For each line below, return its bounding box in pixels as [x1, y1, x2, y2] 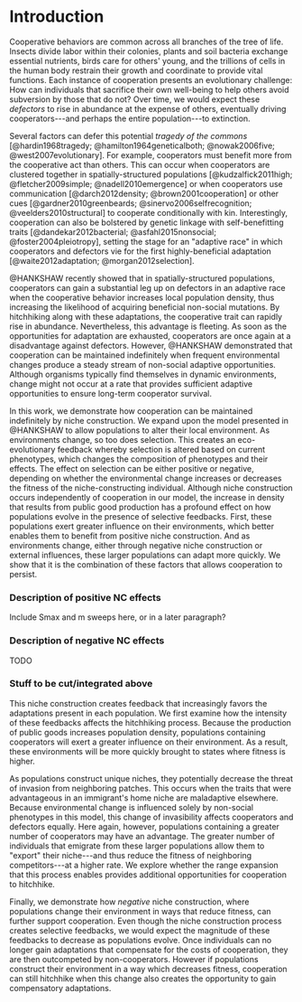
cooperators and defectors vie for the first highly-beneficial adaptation [9, 246, 272, 257]
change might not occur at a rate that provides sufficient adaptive [9, 378, 253, 389]
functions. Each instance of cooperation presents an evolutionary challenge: [9, 74, 293, 85]
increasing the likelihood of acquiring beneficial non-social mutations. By [9, 301, 280, 313]
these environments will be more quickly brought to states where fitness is [9, 745, 286, 756]
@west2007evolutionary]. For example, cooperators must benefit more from [9, 149, 292, 160]
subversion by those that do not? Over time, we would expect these [9, 93, 261, 105]
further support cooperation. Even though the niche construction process [9, 915, 282, 926]
